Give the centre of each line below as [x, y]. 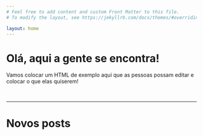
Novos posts [39, 123]
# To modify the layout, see [43, 18]
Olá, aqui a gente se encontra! [83, 58]
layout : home [23, 28]
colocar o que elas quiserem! [42, 82]
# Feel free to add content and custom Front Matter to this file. [93, 12]
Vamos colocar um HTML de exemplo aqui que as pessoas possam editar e [100, 75]
